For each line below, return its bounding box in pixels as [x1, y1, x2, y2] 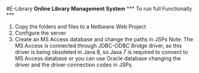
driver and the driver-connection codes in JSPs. [14, 61, 133, 68]
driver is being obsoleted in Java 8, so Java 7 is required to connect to [14, 48, 188, 56]
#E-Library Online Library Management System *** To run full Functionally [6, 5, 192, 12]
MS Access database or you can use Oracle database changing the [14, 55, 181, 62]
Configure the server [14, 29, 67, 36]
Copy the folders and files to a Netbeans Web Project [14, 23, 146, 30]
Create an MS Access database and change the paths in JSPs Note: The [14, 36, 194, 42]
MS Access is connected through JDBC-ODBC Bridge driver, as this [14, 42, 182, 49]
